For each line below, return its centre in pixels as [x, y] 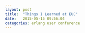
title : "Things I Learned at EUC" [42, 14]
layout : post [18, 9]
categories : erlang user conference [42, 23]
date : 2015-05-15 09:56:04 [35, 18]
